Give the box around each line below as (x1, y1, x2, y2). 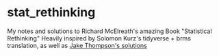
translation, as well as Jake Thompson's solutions (7, 41, 147, 49)
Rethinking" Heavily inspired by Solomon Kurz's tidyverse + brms (7, 34, 192, 42)
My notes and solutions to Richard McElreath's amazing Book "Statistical (7, 27, 212, 35)
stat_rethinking (7, 5, 96, 20)
